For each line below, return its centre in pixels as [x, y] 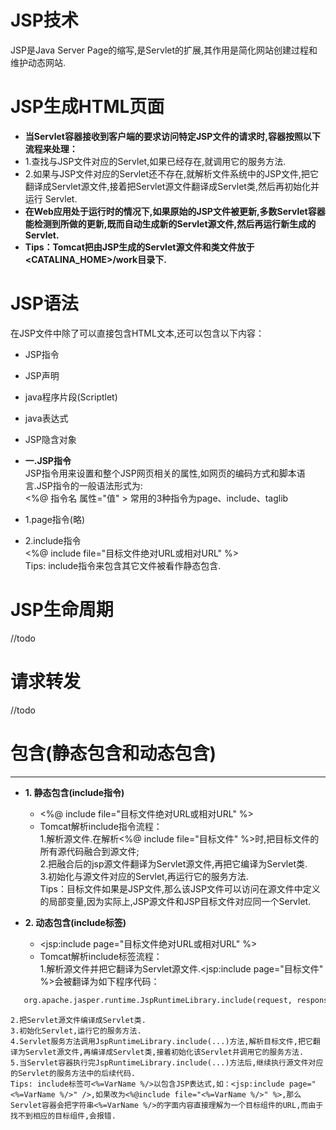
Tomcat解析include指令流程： [101, 826]
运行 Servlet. [51, 198]
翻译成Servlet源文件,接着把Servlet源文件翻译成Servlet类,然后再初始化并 [172, 186]
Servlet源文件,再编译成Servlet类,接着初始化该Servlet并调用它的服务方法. [164, 1052]
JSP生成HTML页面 [87, 107]
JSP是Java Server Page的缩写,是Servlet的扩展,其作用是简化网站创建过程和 [164, 50]
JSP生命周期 [62, 610]
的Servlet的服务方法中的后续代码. [73, 1073]
